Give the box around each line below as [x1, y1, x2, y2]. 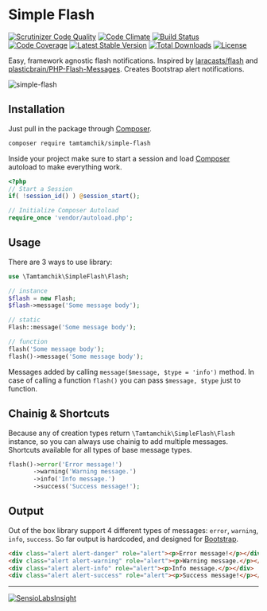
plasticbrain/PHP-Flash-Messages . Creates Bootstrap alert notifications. [8, 64, 245, 73]
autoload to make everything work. [8, 162, 122, 172]
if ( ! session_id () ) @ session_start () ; [8, 193, 141, 200]
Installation [8, 103, 65, 116]
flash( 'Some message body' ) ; [8, 344, 105, 353]
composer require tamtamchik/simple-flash [8, 139, 151, 147]
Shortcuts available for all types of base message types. [8, 445, 192, 454]
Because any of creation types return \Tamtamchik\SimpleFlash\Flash [8, 428, 236, 438]
